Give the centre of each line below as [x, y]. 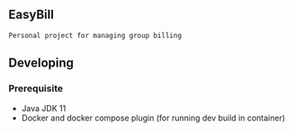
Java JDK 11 [44, 108]
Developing [41, 63]
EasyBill [31, 15]
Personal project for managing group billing [95, 35]
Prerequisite [36, 89]
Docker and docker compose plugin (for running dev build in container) [153, 118]
